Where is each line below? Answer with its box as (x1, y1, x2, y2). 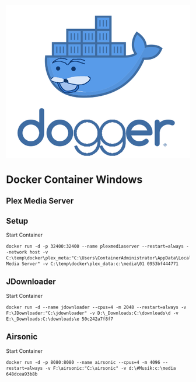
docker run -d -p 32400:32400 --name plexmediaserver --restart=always (6, 244, 184, 249)
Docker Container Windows (6, 173, 143, 186)
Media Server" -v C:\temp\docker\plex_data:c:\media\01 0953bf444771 (6, 261, 179, 267)
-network (6, 249, 27, 255)
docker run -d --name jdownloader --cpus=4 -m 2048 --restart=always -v (6, 304, 187, 310)
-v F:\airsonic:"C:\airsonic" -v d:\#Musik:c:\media (45, 365, 176, 371)
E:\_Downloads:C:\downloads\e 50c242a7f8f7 (6, 316, 114, 322)
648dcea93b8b (6, 371, 38, 377)
